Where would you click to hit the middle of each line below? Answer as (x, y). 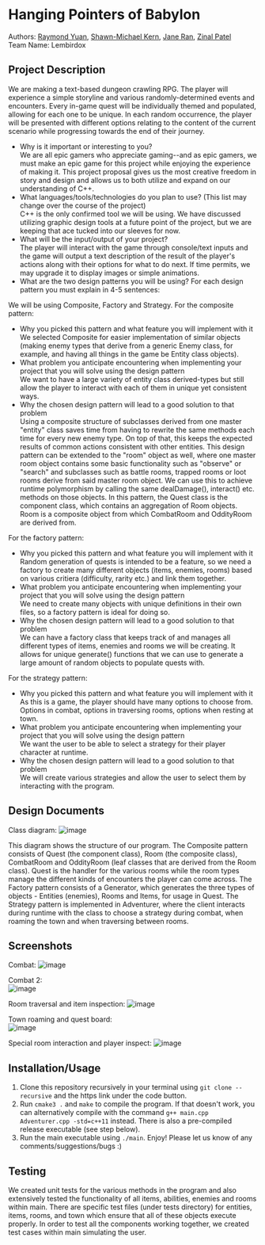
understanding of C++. (57, 189)
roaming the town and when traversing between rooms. (98, 921)
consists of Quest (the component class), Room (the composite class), (123, 854)
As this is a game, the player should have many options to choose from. (136, 701)
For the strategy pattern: (48, 678)
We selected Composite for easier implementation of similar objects (130, 337)
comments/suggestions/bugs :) (71, 1146)
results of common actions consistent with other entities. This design (132, 446)
